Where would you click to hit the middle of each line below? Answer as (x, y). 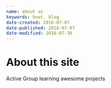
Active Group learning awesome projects (56, 79)
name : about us (25, 11)
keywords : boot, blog (33, 17)
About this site (43, 62)
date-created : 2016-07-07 (38, 22)
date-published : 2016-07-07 (41, 28)
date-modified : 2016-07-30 (39, 33)
